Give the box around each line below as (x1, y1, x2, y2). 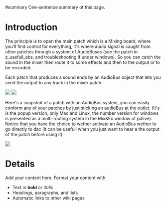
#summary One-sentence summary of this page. (5, 4, 106, 10)
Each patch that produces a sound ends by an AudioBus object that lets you (5, 74, 161, 80)
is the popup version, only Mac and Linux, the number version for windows (5, 110, 159, 116)
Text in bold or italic (12, 184, 54, 190)
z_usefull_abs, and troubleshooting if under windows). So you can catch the (5, 54, 161, 60)
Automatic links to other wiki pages (12, 195, 85, 201)
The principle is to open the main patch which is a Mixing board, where (5, 38, 151, 44)
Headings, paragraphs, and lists (12, 190, 78, 196)
